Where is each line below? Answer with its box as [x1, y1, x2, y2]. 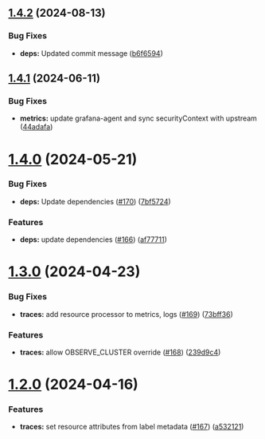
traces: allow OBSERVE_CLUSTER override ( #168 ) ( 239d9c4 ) [19, 347, 221, 357]
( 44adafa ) [19, 122, 53, 132]
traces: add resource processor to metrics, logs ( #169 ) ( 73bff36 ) [19, 309, 233, 318]
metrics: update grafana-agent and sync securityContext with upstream [19, 113, 257, 123]
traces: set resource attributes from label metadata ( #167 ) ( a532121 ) [19, 422, 244, 432]
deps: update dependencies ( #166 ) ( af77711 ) [19, 235, 167, 244]
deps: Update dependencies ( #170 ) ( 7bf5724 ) [19, 196, 171, 206]
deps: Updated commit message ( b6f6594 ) [19, 48, 163, 58]
